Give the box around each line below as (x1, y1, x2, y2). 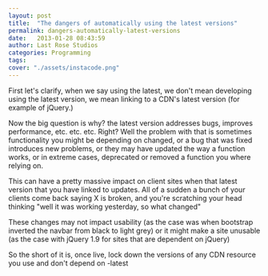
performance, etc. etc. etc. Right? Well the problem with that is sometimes (8, 126, 252, 136)
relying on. (8, 161, 44, 170)
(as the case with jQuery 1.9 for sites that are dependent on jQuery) (8, 234, 230, 244)
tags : (8, 57, 26, 65)
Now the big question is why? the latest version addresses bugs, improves (8, 118, 254, 128)
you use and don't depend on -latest (8, 258, 129, 268)
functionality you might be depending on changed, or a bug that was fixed (8, 135, 253, 145)
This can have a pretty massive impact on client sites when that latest (8, 176, 238, 186)
